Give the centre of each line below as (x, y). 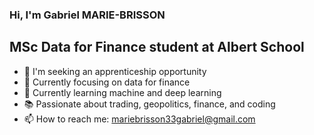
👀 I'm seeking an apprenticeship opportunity (115, 71)
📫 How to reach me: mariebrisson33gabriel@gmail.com (139, 119)
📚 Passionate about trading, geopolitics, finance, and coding (149, 104)
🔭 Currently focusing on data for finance (107, 82)
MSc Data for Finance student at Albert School (157, 47)
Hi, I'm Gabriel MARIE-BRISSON (87, 15)
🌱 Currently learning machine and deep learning (122, 92)
